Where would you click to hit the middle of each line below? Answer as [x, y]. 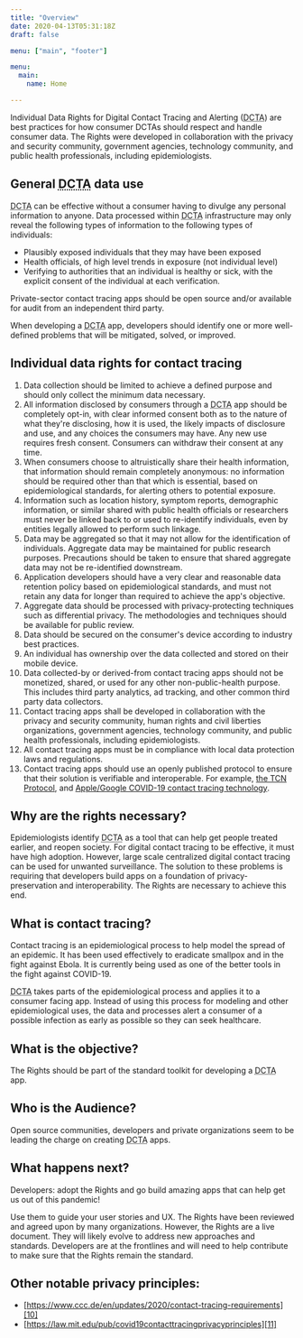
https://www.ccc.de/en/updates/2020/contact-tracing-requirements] [155, 1306]
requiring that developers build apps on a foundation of [113, 876]
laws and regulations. [63, 759]
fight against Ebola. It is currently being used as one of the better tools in [146, 964]
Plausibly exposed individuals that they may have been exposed [142, 252]
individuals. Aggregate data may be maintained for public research [147, 548]
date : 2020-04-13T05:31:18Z [63, 26]
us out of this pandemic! [55, 1199]
